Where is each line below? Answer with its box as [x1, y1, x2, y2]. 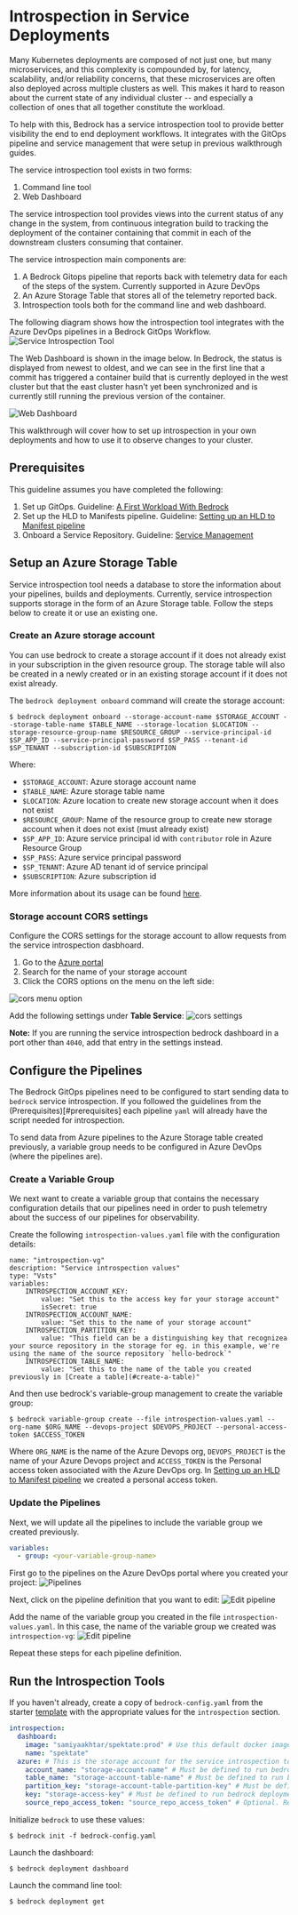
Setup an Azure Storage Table [9, 556, 178, 571]
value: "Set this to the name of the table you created [41, 1365, 252, 1374]
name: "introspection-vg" [9, 1256, 105, 1265]
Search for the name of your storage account [21, 966, 188, 977]
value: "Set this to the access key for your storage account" [41, 1295, 279, 1304]
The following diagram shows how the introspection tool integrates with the [9, 316, 285, 327]
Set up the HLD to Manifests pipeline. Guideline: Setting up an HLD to [21, 510, 276, 521]
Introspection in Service [9, 6, 191, 27]
